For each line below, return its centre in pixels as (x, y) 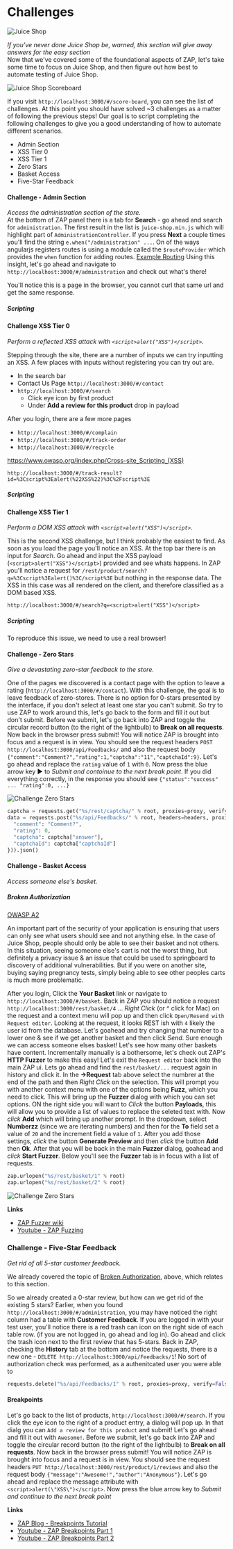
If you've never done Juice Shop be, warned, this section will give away (110, 44)
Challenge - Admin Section (47, 197)
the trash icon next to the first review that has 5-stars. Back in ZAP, (103, 1341)
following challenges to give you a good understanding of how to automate (114, 123)
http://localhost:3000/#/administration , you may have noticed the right (112, 1312)
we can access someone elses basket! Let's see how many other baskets (112, 1045)
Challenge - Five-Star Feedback (62, 1248)
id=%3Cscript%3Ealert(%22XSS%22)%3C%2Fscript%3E (79, 479)
